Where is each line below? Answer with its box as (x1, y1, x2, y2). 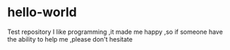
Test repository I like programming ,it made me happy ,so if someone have (7, 27, 224, 36)
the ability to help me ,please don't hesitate (7, 35, 133, 43)
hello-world (7, 4, 78, 20)
